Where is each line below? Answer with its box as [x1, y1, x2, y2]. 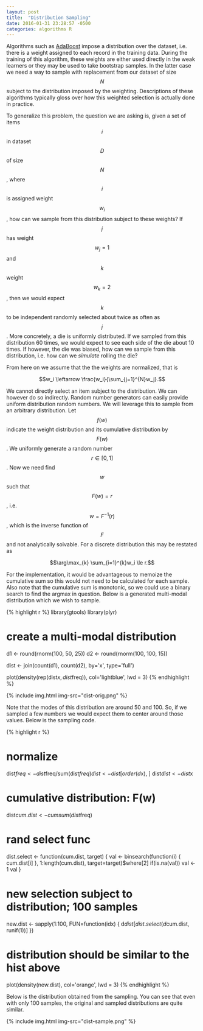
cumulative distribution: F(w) [6, 791, 156, 805]
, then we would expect [6, 294, 65, 301]
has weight [6, 234, 34, 242]
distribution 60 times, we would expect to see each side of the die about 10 [6, 339, 194, 346]
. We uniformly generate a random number [6, 445, 113, 452]
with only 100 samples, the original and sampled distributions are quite [6, 999, 183, 1007]
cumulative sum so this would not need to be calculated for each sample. [6, 577, 190, 585]
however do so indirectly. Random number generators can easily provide [6, 393, 188, 401]
